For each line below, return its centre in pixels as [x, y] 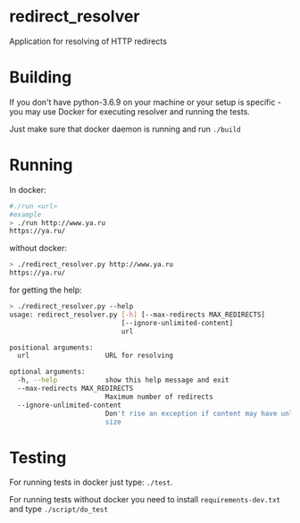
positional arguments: [51, 347]
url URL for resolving [96, 356]
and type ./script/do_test [59, 509]
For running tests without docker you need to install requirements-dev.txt [145, 500]
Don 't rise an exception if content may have [191, 413]
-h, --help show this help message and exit [123, 380]
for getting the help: [46, 290]
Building [41, 77]
